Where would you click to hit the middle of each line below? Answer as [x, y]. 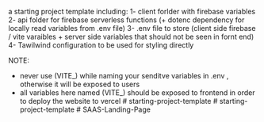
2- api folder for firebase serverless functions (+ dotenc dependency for [126, 20]
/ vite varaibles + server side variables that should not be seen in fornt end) [131, 36]
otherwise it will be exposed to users [80, 84]
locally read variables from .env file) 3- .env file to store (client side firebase [132, 28]
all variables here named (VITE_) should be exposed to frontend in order [137, 93]
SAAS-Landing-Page [117, 109]
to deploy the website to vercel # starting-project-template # [119, 101]
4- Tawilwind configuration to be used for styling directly [101, 45]
